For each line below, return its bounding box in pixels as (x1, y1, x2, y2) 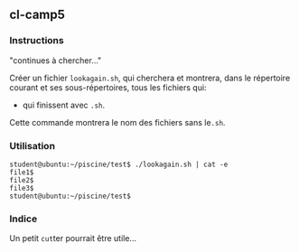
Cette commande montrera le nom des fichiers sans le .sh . (9, 117, 226, 127)
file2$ (9, 175, 34, 184)
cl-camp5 (9, 7, 66, 23)
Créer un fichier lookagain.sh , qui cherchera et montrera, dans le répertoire (9, 72, 291, 83)
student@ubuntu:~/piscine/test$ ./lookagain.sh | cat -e (9, 160, 229, 169)
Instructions (9, 34, 65, 47)
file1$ (9, 167, 34, 177)
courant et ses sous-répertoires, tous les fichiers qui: (9, 81, 207, 93)
